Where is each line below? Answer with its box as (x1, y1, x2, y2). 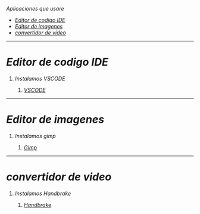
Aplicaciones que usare (6, 5, 64, 12)
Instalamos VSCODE (14, 75, 65, 82)
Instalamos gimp (14, 132, 57, 139)
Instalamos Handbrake (14, 190, 71, 197)
